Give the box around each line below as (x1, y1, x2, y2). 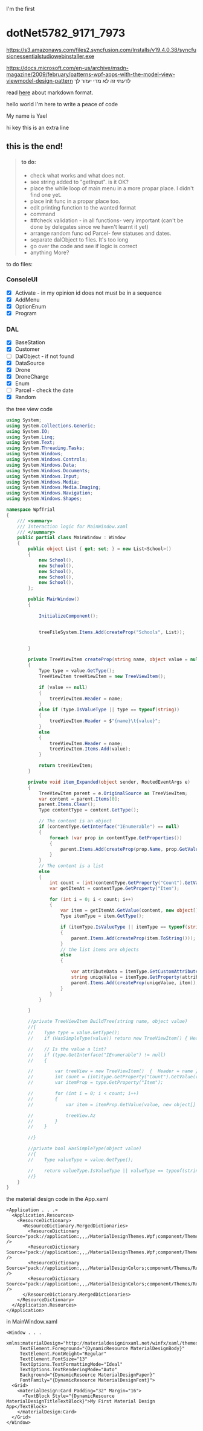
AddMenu (14, 296, 40, 303)
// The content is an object (38, 818, 112, 824)
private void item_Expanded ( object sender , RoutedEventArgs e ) (28, 779, 190, 785)
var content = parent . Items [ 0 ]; (38, 796, 120, 802)
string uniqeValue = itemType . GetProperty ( (71, 975, 182, 981)
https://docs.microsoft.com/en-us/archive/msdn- (6, 64, 129, 71)
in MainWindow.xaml (6, 1318, 57, 1325)
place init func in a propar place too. (30, 197, 121, 205)
